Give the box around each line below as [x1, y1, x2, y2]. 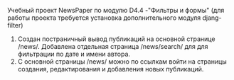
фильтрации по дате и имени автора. [17, 50, 130, 58]
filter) [7, 21, 23, 29]
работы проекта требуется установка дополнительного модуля [7, 13, 201, 22]
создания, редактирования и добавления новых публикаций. [17, 65, 204, 73]
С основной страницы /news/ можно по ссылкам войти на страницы [17, 57, 228, 66]
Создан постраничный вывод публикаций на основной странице [17, 35, 216, 43]
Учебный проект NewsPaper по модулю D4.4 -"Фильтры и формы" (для [7, 6, 225, 14]
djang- [202, 13, 222, 22]
